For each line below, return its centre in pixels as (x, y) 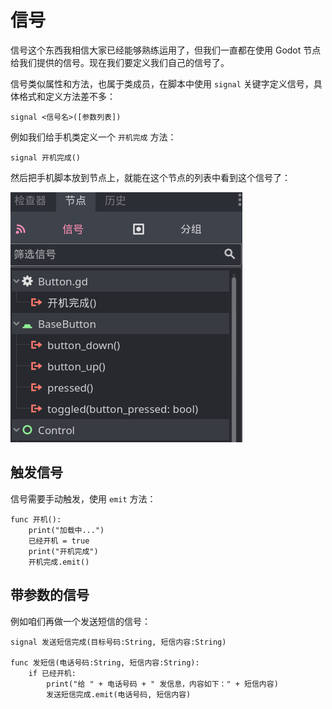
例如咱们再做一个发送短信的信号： (80, 621)
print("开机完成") (63, 551)
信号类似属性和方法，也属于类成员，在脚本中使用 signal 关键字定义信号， (162, 83)
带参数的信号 (50, 595)
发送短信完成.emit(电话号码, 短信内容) (119, 694)
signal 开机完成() (45, 157)
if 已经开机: (52, 673)
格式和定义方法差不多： (67, 96)
